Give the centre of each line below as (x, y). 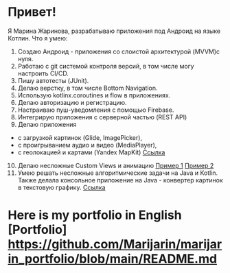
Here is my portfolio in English (95, 215)
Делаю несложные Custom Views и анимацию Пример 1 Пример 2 (116, 165)
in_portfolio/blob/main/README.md (113, 259)
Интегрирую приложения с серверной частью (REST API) (102, 117)
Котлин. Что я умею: (38, 38)
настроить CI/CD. (43, 73)
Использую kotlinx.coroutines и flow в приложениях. (94, 95)
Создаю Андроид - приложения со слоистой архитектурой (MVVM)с (119, 51)
